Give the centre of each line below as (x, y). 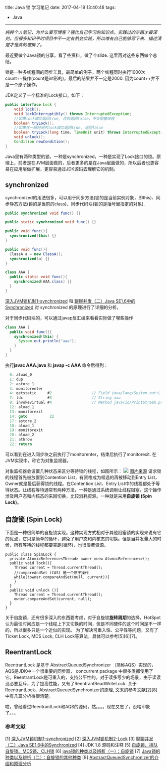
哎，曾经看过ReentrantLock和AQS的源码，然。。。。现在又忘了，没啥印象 (78, 706)
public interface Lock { (31, 105)
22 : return (21, 444)
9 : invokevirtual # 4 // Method (61, 403)
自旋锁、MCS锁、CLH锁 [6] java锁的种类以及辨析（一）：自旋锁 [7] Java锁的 (83, 751)
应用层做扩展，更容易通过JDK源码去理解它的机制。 (66, 169)
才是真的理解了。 (27, 45)
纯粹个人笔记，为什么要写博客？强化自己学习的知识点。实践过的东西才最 (79, 32)
